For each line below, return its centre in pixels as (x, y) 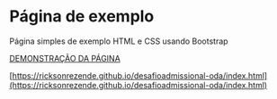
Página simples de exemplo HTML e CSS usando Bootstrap (119, 41)
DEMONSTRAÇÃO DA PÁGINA (65, 58)
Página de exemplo (82, 16)
